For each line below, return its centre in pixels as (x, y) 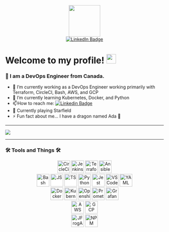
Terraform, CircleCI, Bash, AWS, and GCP (56, 92)
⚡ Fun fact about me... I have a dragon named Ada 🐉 (66, 116)
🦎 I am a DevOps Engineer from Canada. (55, 76)
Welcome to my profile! (55, 61)
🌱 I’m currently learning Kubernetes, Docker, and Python (71, 98)
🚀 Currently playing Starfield (42, 110)
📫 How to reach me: (33, 103)
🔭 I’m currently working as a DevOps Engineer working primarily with (84, 87)
